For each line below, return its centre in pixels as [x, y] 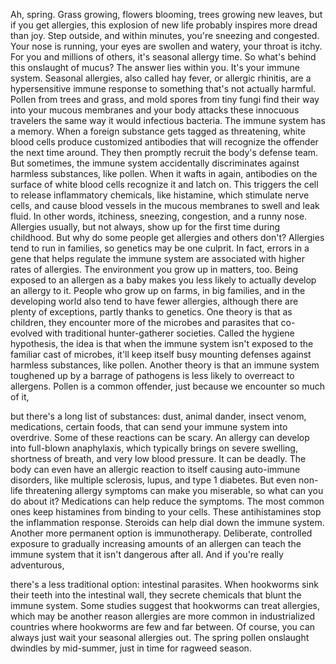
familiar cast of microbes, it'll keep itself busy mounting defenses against [161, 354]
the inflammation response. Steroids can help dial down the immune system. [167, 522]
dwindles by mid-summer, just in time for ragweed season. [131, 648]
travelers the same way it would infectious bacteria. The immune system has [168, 120]
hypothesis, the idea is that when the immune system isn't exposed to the [162, 343]
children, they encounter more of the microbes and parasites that [144, 322]
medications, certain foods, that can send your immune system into [149, 427]
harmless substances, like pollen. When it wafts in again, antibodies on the [164, 173]
